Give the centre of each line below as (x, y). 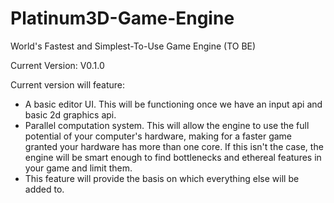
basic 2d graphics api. (70, 114)
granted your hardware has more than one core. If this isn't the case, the (174, 146)
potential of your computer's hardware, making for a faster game (158, 136)
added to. (44, 189)
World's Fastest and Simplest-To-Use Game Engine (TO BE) (133, 46)
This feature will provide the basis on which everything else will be (162, 178)
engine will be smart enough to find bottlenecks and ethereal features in (173, 157)
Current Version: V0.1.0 (57, 65)
